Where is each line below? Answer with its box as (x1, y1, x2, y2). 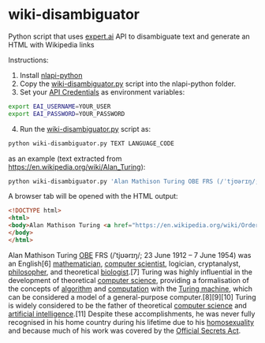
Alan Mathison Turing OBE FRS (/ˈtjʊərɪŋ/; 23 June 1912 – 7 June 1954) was (8, 250, 252, 259)
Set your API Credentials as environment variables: (19, 87, 185, 96)
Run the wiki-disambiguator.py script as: (19, 124, 151, 133)
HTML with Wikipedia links (8, 39, 95, 49)
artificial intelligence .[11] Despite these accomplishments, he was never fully (8, 309, 256, 319)
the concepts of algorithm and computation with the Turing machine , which (8, 284, 253, 293)
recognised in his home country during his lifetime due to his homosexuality (8, 317, 255, 326)
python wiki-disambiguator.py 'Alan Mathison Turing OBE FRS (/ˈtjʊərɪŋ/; (8, 177, 259, 185)
